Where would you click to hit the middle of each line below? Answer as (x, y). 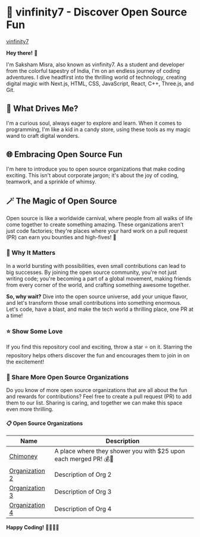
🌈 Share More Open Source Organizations (68, 377)
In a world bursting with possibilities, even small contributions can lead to (96, 266)
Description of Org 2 (83, 475)
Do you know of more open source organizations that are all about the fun (97, 390)
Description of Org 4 (83, 509)
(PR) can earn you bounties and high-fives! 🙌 (61, 237)
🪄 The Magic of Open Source (62, 201)
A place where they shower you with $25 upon (120, 451)
